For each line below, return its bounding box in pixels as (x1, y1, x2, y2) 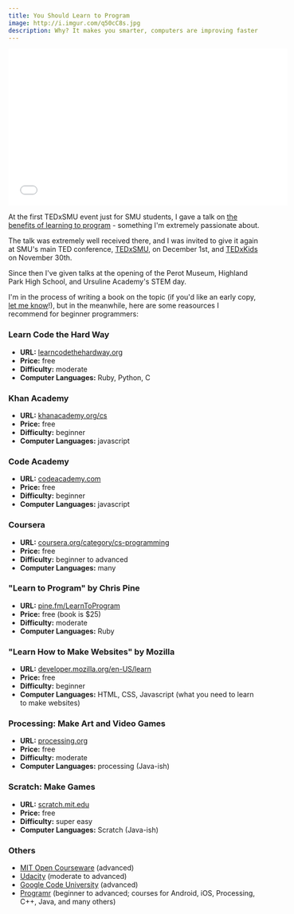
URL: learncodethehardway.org (19, 347, 123, 357)
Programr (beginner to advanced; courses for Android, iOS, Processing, (19, 889, 255, 898)
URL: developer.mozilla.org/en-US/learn (19, 665, 151, 674)
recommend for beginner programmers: (8, 309, 139, 319)
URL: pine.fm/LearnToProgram (19, 601, 121, 610)
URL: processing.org (19, 736, 88, 746)
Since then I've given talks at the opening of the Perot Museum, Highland (8, 269, 249, 278)
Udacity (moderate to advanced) (19, 872, 127, 881)
